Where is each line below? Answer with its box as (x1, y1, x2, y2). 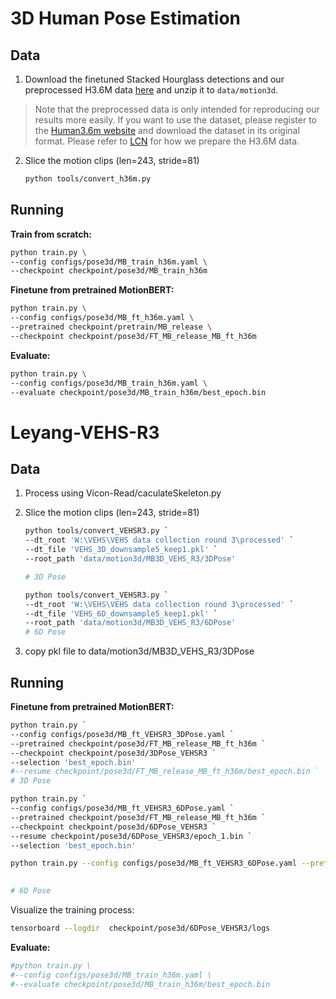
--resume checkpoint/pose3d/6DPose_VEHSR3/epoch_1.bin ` (10, 831, 253, 841)
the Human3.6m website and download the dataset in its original (34, 125, 300, 136)
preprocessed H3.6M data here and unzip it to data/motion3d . (24, 84, 278, 96)
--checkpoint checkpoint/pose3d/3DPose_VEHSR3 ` (10, 748, 217, 758)
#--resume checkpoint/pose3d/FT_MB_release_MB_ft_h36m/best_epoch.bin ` (10, 767, 320, 777)
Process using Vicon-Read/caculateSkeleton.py (24, 487, 222, 499)
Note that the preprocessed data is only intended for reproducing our (34, 103, 320, 115)
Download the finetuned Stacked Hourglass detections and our (24, 73, 285, 85)
